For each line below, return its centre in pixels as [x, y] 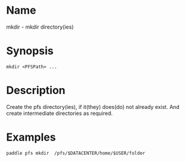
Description [36, 91]
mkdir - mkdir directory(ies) [40, 27]
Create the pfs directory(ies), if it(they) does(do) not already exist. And [93, 107]
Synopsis [30, 51]
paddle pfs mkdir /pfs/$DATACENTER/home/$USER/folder [76, 153]
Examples [31, 137]
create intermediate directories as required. [60, 113]
